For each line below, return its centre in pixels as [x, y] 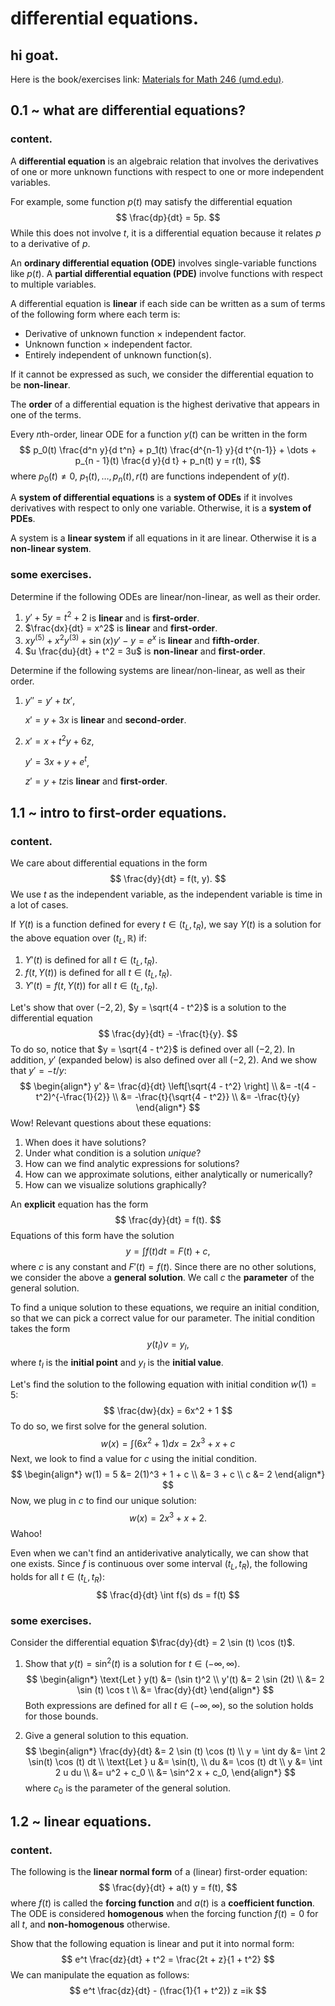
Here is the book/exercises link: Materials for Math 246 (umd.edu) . [147, 79]
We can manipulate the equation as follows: [100, 1975]
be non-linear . [40, 384]
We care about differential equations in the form [109, 863]
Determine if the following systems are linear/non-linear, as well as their [158, 671]
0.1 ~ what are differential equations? [128, 110]
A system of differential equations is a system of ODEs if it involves [151, 498]
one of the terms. [46, 414]
